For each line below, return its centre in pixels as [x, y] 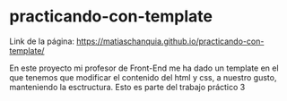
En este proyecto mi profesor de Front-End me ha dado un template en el [144, 68]
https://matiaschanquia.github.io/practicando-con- [170, 41]
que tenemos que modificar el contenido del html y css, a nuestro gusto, [143, 77]
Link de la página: [42, 41]
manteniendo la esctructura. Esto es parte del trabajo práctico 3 [127, 87]
